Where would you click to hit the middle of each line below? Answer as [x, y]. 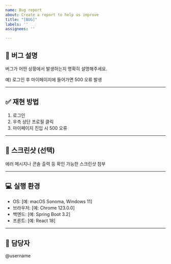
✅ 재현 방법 [22, 102]
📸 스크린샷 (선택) [30, 150]
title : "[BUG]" [21, 19]
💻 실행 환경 [23, 186]
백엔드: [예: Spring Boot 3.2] [41, 214]
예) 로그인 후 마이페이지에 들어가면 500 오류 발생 [54, 79]
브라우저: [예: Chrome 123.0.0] [44, 208]
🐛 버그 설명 [22, 55]
